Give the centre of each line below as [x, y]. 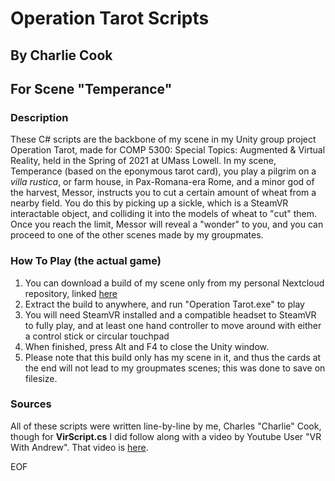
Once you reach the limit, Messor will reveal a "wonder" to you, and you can [167, 224]
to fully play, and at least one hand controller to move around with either [173, 325]
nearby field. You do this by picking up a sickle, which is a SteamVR [149, 203]
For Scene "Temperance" [91, 88]
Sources [31, 404]
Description [39, 117]
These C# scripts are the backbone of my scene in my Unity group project [163, 139]
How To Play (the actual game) [86, 261]
